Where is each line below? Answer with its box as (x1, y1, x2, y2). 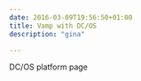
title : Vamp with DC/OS (9, 21, 98, 30)
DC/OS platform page (9, 61, 89, 72)
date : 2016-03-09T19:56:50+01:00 (9, 12, 133, 22)
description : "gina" (9, 29, 86, 38)
